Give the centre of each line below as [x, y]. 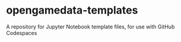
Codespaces [22, 33]
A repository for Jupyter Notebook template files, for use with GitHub [90, 27]
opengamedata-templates [72, 10]
